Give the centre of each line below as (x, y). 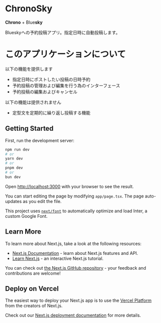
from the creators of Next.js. (34, 306)
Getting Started (29, 129)
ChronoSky (29, 9)
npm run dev (17, 149)
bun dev (13, 177)
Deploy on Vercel (32, 289)
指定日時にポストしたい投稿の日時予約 (51, 79)
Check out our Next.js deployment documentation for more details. (73, 315)
